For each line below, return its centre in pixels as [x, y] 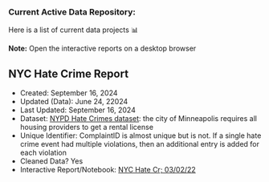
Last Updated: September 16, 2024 [78, 110]
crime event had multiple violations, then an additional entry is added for [139, 144]
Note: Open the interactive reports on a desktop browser [102, 49]
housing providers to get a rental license [87, 127]
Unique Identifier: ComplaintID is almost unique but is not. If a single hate [141, 135]
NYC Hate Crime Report [69, 73]
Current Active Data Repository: [72, 12]
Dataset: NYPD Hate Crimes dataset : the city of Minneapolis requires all [138, 119]
